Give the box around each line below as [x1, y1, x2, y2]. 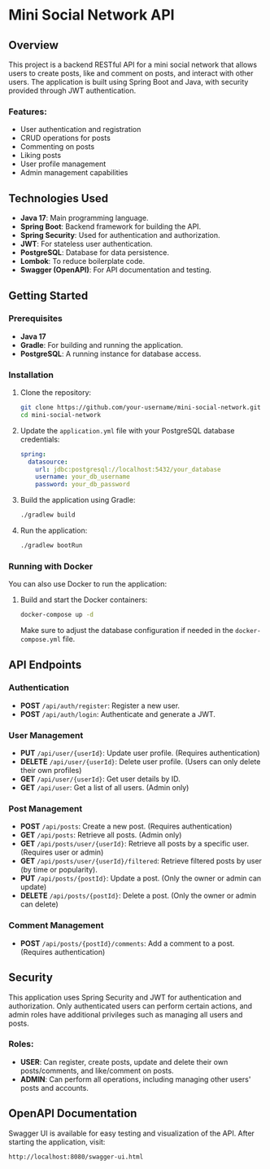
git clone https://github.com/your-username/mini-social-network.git [20, 403, 262, 412]
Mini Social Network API [8, 6, 175, 24]
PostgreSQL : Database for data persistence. [20, 248, 169, 257]
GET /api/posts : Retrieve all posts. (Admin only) [20, 830, 182, 840]
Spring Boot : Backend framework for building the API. [20, 222, 202, 231]
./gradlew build [20, 511, 76, 519]
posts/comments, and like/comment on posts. [20, 1066, 174, 1075]
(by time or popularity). [20, 865, 98, 875]
